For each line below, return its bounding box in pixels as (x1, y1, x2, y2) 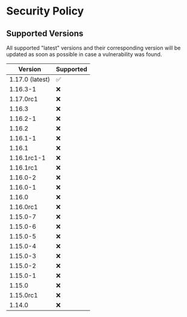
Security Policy (6, 4, 84, 18)
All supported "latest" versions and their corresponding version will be (6, 44, 181, 51)
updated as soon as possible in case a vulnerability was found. (6, 51, 162, 58)
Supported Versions (6, 28, 83, 39)
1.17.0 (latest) (9, 75, 50, 83)
